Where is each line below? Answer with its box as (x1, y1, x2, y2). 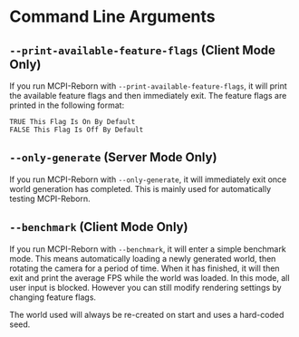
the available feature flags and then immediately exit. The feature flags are (9, 91, 287, 101)
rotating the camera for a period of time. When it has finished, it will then (9, 263, 280, 274)
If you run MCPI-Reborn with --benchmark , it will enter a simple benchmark (9, 243, 287, 255)
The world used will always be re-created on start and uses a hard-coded (9, 309, 285, 320)
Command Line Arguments (9, 6, 216, 27)
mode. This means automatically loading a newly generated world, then (9, 253, 276, 264)
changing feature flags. (9, 292, 97, 303)
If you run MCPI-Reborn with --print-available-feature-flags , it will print (9, 81, 287, 91)
